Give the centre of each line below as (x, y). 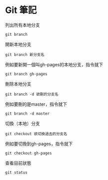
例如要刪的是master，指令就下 (36, 104)
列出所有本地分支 (23, 25)
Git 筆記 (21, 10)
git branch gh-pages (27, 74)
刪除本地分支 (18, 84)
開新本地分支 (18, 44)
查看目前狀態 (18, 163)
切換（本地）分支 (23, 123)
